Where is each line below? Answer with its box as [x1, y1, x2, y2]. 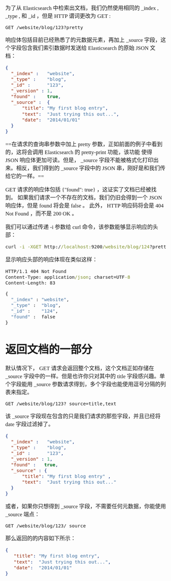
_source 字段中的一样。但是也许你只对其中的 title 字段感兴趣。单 [5, 373, 165, 379]
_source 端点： [5, 511, 40, 518]
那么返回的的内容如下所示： [5, 535, 76, 542]
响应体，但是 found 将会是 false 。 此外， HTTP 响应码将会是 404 [5, 202, 164, 209]
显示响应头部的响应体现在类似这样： [5, 256, 98, 263]
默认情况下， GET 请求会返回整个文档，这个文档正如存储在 [5, 365, 155, 372]
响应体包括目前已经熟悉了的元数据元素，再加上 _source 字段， [5, 37, 161, 43]
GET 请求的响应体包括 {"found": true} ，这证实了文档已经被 [5, 186, 152, 193]
